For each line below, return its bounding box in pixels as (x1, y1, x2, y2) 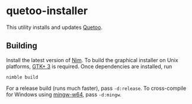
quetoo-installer (6, 4, 88, 18)
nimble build (6, 74, 39, 80)
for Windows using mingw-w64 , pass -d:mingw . (6, 90, 121, 98)
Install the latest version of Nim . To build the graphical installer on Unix (6, 56, 179, 63)
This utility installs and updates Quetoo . (6, 24, 103, 31)
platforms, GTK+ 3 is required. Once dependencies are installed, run (6, 63, 172, 70)
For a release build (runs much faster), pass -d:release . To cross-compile (6, 84, 187, 92)
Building (6, 41, 37, 51)
